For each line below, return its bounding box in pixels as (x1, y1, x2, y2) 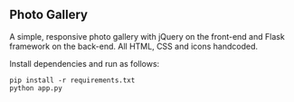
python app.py (9, 83, 63, 93)
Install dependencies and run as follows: (9, 58, 160, 69)
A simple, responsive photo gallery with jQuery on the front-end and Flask (9, 31, 285, 42)
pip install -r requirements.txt (9, 76, 136, 85)
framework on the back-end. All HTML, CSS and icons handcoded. (9, 41, 259, 51)
